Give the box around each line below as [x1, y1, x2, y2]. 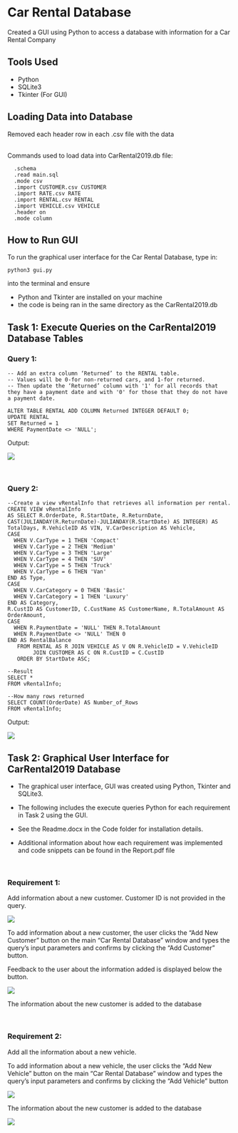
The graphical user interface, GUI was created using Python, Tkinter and [17, 782, 232, 791]
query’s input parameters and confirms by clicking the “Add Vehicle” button [7, 1077, 229, 1085]
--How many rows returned [7, 693, 84, 700]
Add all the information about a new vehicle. [7, 1047, 137, 1056]
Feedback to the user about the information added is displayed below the [7, 965, 222, 973]
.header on [14, 208, 46, 216]
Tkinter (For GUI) [17, 90, 68, 98]
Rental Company [7, 35, 56, 43]
